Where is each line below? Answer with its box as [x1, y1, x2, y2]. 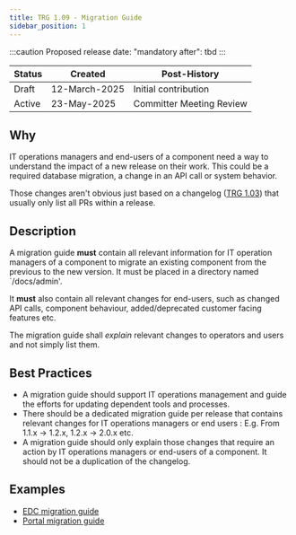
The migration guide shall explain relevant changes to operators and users [9, 329, 284, 341]
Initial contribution [133, 83, 210, 95]
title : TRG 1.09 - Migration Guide [9, 13, 143, 22]
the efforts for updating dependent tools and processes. [22, 399, 231, 409]
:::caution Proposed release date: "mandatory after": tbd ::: [9, 46, 226, 57]
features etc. [9, 312, 57, 323]
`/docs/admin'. [9, 276, 63, 287]
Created [70, 67, 106, 80]
